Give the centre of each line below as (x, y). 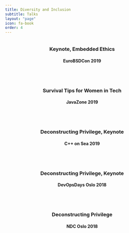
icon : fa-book (20, 23)
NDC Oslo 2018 (82, 226)
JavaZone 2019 (82, 102)
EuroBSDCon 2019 (82, 61)
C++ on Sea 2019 (82, 143)
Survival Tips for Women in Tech (82, 90)
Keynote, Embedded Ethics (82, 49)
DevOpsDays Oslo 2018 (82, 185)
